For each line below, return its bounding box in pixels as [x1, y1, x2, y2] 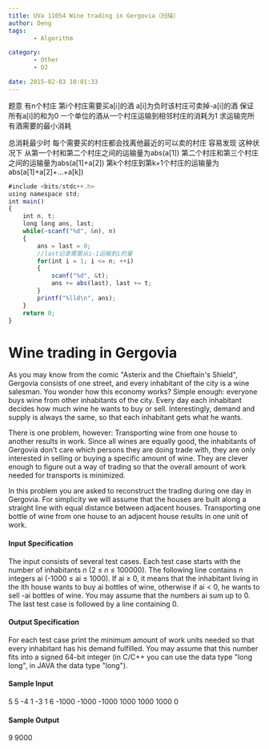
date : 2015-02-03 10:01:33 [8, 78, 98, 86]
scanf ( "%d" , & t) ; [50, 272, 110, 280]
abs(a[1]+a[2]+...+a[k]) [8, 167, 84, 176]
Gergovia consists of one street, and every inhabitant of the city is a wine [8, 378, 250, 389]
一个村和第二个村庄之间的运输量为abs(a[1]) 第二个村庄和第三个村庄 [38, 147, 259, 157]
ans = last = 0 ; [37, 242, 91, 250]
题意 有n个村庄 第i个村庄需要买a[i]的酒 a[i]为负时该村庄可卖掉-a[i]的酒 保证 [8, 101, 255, 111]
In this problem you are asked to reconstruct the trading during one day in [8, 486, 252, 496]
